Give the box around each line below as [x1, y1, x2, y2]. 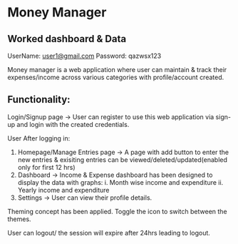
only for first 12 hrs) [17, 163, 76, 171]
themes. [7, 215, 31, 223]
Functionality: [7, 93, 71, 106]
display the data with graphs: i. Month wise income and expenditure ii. [17, 178, 224, 186]
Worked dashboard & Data [7, 33, 127, 45]
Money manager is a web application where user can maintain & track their [7, 66, 227, 73]
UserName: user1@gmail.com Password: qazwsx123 [7, 51, 162, 60]
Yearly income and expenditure [17, 185, 110, 194]
